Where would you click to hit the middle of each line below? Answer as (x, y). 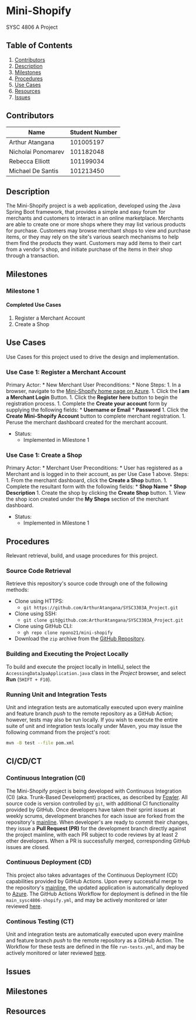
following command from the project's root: (59, 732)
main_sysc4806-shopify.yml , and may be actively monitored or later (87, 900)
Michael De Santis (34, 170)
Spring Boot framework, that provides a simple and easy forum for (86, 212)
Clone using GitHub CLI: (44, 626)
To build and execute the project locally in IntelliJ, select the (78, 667)
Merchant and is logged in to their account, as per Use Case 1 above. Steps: (97, 474)
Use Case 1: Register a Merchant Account (66, 372)
